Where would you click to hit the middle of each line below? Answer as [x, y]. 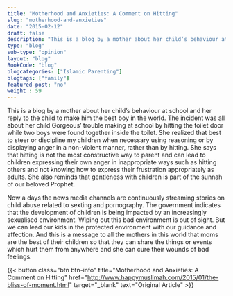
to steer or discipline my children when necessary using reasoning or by [110, 140]
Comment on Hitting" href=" [48, 277]
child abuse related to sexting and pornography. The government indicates [114, 205]
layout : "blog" [29, 59]
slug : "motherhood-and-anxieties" [57, 20]
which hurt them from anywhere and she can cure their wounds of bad [108, 250]
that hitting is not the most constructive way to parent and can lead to [106, 155]
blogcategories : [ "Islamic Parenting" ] [65, 71]
